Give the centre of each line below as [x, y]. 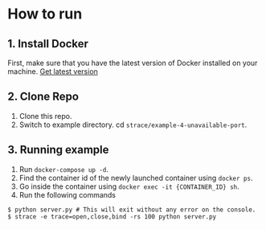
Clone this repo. [45, 116]
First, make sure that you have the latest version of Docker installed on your [133, 63]
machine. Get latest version [53, 72]
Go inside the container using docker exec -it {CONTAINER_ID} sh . [129, 186]
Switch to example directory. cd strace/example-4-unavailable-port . [133, 125]
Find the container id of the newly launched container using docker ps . [136, 178]
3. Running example [58, 150]
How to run [45, 14]
